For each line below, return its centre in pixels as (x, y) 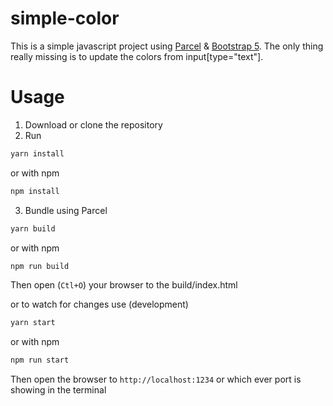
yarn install (37, 153)
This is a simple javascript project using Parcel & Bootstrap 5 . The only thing (167, 46)
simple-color (65, 18)
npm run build (40, 266)
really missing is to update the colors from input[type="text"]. (137, 56)
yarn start (33, 323)
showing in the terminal (58, 390)
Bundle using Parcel (66, 210)
